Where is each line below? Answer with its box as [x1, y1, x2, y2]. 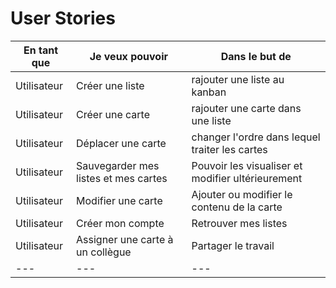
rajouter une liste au [191, 72, 285, 86]
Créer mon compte [76, 216, 165, 230]
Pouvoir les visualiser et [191, 158, 303, 172]
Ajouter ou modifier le [191, 187, 293, 201]
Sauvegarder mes [76, 158, 160, 172]
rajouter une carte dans [191, 101, 302, 115]
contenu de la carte [191, 200, 283, 214]
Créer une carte [76, 107, 150, 121]
